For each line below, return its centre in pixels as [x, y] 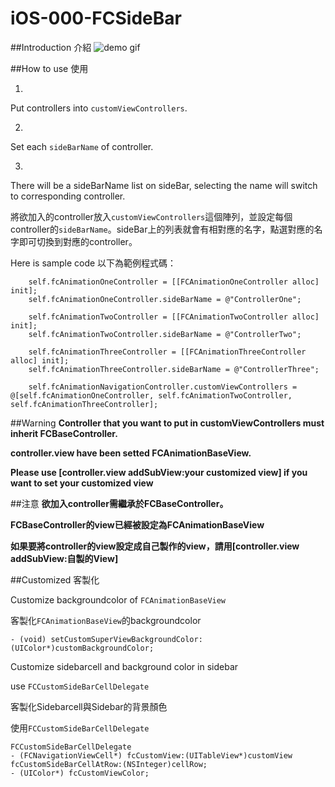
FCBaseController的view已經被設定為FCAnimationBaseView [137, 524]
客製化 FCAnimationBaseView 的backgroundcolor [106, 620]
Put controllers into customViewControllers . [99, 108]
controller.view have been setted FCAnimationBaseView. [131, 453]
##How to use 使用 [49, 68]
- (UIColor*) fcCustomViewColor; [80, 773]
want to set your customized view [82, 483]
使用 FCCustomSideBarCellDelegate [80, 728]
